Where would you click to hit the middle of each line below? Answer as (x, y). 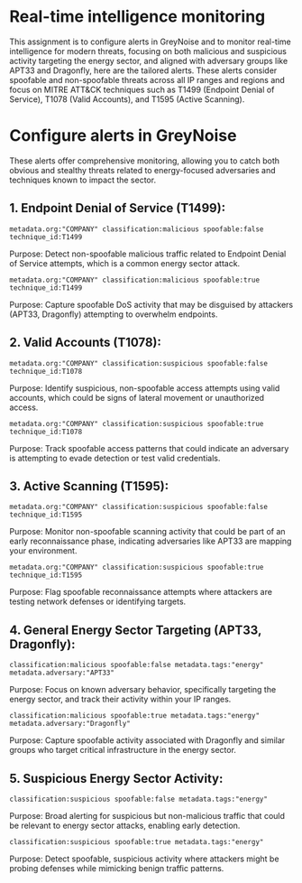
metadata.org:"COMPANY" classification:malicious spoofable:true (134, 280)
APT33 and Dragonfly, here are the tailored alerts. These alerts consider (143, 70)
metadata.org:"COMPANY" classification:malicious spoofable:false (137, 229)
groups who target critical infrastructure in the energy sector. (123, 750)
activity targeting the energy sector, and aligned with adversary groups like (149, 60)
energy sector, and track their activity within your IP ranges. (120, 699)
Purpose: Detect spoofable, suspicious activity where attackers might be (144, 859)
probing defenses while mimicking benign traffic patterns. (117, 868)
